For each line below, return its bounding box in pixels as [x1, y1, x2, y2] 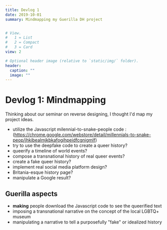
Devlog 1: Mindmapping [5, 94, 106, 106]
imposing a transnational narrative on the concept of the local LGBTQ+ [12, 208, 159, 214]
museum [12, 214, 31, 219]
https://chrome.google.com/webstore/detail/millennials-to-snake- [14, 132, 151, 138]
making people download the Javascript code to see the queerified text [12, 203, 162, 209]
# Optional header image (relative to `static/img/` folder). [5, 58, 139, 63]
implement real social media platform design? [12, 164, 107, 170]
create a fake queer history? [12, 159, 72, 165]
